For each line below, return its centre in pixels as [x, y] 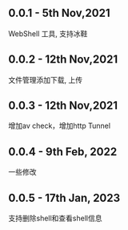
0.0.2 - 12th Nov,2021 [63, 60]
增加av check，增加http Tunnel [59, 126]
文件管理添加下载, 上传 [45, 80]
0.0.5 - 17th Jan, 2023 [64, 197]
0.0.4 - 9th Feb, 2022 [63, 152]
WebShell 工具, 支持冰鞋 [48, 33]
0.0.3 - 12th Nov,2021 [63, 106]
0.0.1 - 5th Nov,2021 [59, 13]
